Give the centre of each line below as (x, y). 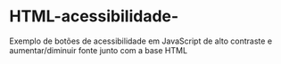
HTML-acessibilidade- (94, 16)
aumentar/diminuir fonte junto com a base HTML (99, 50)
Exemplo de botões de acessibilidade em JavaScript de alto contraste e (141, 41)
